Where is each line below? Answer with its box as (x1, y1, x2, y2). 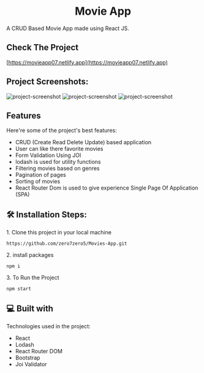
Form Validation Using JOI (15, 152, 81, 159)
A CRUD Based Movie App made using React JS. (6, 25, 130, 32)
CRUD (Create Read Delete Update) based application (15, 139, 152, 146)
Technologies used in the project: (6, 323, 91, 329)
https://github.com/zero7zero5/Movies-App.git (6, 240, 127, 247)
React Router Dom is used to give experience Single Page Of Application (15, 184, 198, 191)
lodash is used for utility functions (15, 158, 101, 166)
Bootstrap (15, 354, 40, 361)
